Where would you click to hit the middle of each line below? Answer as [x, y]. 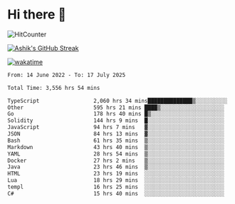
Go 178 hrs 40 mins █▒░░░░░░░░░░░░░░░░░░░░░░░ [116, 114]
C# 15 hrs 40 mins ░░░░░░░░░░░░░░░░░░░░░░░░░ [116, 193]
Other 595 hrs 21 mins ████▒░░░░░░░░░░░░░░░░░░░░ [116, 107]
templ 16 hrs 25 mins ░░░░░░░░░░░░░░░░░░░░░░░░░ [116, 187]
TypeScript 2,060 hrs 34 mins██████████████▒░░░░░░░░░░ [117, 101]
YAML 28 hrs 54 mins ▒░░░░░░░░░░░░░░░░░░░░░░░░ [116, 154]
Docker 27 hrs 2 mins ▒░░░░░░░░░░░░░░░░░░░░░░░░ [116, 160]
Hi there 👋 [37, 15]
